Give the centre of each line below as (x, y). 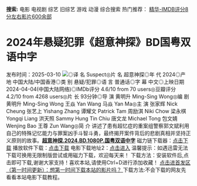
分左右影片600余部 (29, 16)
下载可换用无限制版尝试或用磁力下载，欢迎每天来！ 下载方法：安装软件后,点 (97, 155)
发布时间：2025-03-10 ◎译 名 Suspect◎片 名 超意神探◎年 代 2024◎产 (96, 74)
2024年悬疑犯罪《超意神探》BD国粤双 (98, 43)
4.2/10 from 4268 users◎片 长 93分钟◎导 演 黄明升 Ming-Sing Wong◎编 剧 (98, 96)
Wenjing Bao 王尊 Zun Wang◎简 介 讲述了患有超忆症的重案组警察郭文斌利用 (98, 126)
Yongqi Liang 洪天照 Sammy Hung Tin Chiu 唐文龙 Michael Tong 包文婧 (92, 118)
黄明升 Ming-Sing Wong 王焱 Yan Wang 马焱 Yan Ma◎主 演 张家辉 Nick (92, 104)
